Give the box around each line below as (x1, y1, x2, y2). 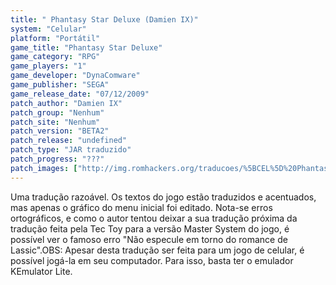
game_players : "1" (10, 61, 87, 71)
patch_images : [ (10, 163, 78, 173)
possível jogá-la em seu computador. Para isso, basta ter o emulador (10, 254, 294, 266)
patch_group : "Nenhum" (10, 107, 105, 118)
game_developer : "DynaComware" (10, 71, 141, 81)
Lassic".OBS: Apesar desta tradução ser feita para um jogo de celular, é (10, 244, 305, 256)
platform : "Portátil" (10, 33, 101, 43)
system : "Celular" (10, 24, 87, 34)
